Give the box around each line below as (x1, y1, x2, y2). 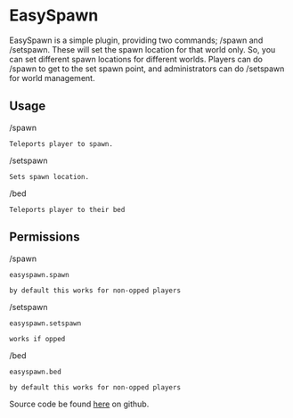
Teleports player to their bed (9, 205, 126, 214)
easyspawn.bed (9, 367, 62, 376)
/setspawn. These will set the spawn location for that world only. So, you (9, 44, 276, 54)
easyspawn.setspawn (9, 318, 82, 328)
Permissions (9, 229, 80, 245)
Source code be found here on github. (9, 398, 150, 409)
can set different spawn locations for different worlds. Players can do (9, 53, 263, 64)
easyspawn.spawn (9, 270, 69, 279)
